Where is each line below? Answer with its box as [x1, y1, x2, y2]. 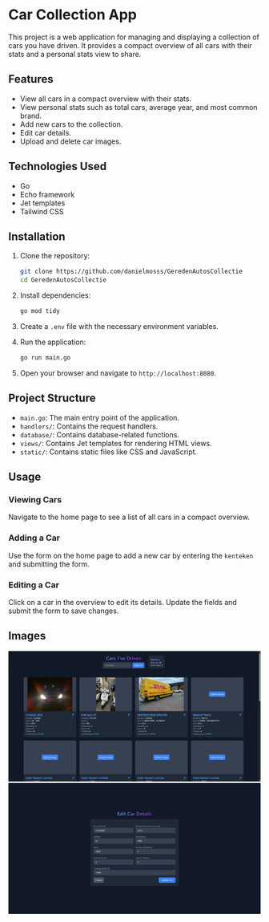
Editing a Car [8, 579, 60, 591]
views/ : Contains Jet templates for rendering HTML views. [19, 438, 212, 448]
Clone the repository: [19, 251, 90, 261]
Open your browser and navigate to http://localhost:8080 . [19, 368, 216, 378]
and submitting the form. [8, 559, 90, 569]
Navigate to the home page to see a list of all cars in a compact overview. [8, 512, 251, 522]
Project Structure [8, 392, 96, 405]
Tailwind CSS [19, 206, 64, 216]
